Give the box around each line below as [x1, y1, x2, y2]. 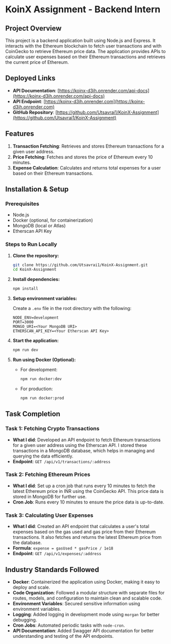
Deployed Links [5, 74, 56, 83]
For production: [20, 386, 53, 392]
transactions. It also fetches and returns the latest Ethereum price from [12, 534, 162, 540]
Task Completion [5, 410, 60, 418]
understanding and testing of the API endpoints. [12, 633, 114, 639]
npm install [12, 286, 38, 292]
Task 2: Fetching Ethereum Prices [5, 471, 90, 478]
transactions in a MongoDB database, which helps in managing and [12, 447, 155, 454]
